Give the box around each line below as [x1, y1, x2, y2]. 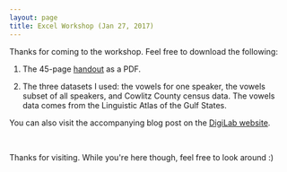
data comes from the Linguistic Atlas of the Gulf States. [22, 99, 227, 110]
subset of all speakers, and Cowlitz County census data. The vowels [22, 90, 275, 101]
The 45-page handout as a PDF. [22, 64, 142, 74]
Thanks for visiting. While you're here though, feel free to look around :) [9, 151, 274, 162]
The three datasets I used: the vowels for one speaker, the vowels [22, 81, 266, 91]
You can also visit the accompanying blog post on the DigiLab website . [9, 117, 271, 128]
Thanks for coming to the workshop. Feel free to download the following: [9, 46, 278, 56]
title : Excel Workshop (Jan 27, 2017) [9, 21, 154, 30]
